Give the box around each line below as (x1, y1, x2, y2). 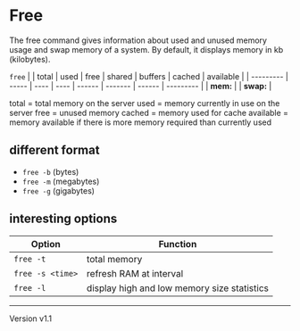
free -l (13, 283, 46, 293)
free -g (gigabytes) (21, 185, 96, 196)
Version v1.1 (9, 313, 52, 324)
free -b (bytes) (21, 166, 79, 177)
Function (158, 237, 197, 250)
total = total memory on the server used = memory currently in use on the (9, 97, 280, 108)
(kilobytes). (9, 54, 51, 64)
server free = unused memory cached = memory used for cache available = (9, 107, 288, 118)
